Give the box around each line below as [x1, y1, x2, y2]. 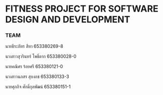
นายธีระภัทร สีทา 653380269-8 [5, 43, 63, 50]
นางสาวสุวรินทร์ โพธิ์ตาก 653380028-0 [5, 54, 77, 60]
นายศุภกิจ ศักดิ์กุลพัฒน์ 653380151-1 [5, 84, 71, 90]
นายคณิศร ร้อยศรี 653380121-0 [5, 64, 63, 70]
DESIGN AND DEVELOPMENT [5, 14, 131, 25]
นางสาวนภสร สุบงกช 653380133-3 [5, 74, 69, 80]
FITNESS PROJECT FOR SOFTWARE [5, 3, 158, 15]
